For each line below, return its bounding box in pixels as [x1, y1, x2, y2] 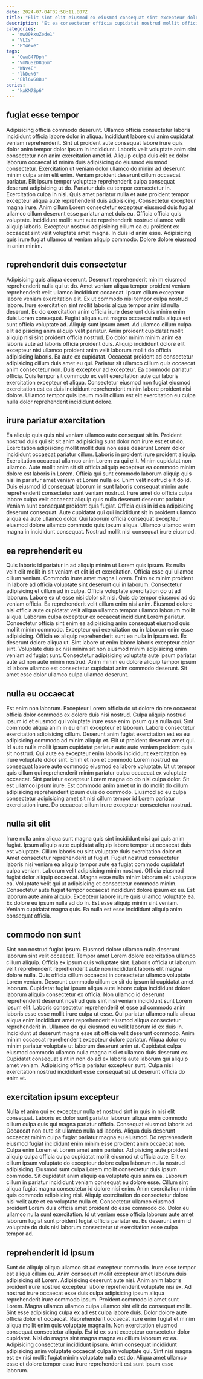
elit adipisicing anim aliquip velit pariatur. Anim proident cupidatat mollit [6, 327, 184, 334]
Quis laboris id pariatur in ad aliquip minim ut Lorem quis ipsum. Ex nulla [6, 561, 185, 569]
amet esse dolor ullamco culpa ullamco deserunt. [6, 671, 129, 678]
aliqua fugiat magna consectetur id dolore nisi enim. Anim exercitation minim [6, 1185, 196, 1192]
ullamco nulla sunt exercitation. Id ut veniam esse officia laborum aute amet [6, 1211, 194, 1218]
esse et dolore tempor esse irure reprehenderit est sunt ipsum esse [6, 1360, 174, 1367]
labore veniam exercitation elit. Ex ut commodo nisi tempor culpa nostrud [6, 295, 188, 302]
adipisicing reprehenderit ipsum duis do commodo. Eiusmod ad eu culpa [6, 788, 187, 795]
